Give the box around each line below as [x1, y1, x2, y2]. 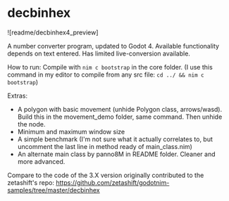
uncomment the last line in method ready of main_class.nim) [17, 142, 192, 150]
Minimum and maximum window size [17, 127, 125, 136]
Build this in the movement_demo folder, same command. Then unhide [17, 112, 223, 121]
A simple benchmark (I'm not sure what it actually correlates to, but [17, 135, 213, 143]
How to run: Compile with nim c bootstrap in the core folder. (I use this [7, 63, 213, 71]
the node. [17, 119, 46, 128]
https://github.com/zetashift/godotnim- [56, 178, 170, 187]
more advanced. [17, 157, 66, 166]
